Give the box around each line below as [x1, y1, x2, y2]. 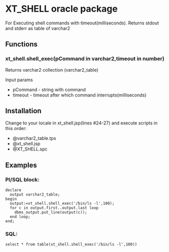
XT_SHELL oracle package [5, 3, 118, 15]
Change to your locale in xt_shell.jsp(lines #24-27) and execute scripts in [5, 120, 158, 126]
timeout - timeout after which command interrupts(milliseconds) [12, 92, 147, 98]
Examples [5, 161, 37, 169]
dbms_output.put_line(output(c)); [14, 210, 87, 215]
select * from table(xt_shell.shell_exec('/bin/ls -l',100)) [5, 242, 138, 247]
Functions [5, 40, 38, 49]
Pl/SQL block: [5, 176, 40, 183]
